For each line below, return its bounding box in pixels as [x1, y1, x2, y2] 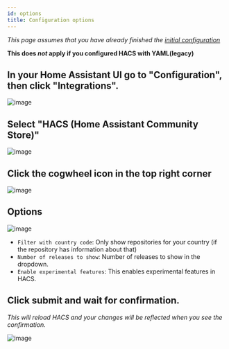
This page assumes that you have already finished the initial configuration [7, 35, 221, 44]
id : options [7, 10, 42, 17]
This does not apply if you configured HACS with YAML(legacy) [7, 49, 194, 57]
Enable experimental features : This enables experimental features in [17, 267, 216, 276]
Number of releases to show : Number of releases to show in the [17, 252, 201, 260]
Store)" [7, 129, 40, 141]
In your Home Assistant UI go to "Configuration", [7, 69, 222, 80]
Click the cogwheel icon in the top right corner [7, 168, 212, 179]
